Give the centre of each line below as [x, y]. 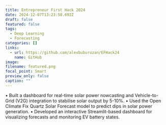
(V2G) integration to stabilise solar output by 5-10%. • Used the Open [88, 101]
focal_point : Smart [26, 72]
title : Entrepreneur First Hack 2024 [45, 10]
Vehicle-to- [147, 95]
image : [12, 62]
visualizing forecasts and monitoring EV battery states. [63, 117]
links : [12, 48]
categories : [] [21, 43]
